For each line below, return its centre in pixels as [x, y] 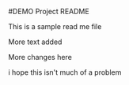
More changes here [40, 57]
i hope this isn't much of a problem [65, 72]
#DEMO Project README [49, 11]
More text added [35, 42]
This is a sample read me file [55, 26]
